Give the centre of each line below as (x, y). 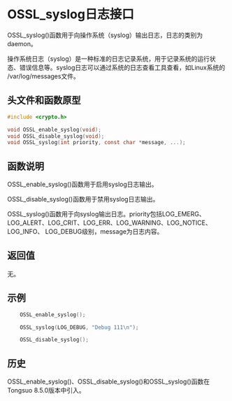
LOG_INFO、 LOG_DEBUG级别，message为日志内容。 (85, 232)
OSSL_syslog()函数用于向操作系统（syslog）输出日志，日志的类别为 (105, 35)
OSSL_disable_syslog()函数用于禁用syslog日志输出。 (83, 199)
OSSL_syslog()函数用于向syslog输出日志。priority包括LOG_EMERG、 (106, 214)
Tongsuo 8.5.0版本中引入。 (46, 391)
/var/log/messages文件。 (44, 76)
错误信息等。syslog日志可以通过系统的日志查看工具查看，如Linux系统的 (122, 67)
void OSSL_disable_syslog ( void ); (56, 136)
